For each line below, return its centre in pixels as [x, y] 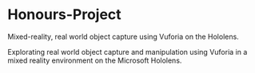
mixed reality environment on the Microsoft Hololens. [95, 60]
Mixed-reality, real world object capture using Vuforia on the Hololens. [123, 36]
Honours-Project [64, 15]
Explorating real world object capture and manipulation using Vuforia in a [127, 52]
